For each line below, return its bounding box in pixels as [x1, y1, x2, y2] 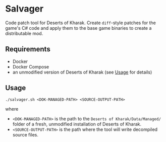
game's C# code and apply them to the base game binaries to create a [5, 25, 152, 31]
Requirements [5, 45, 50, 53]
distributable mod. [5, 30, 43, 36]
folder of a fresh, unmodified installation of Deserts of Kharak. [12, 121, 142, 127]
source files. [12, 131, 39, 137]
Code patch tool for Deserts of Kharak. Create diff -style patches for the [5, 20, 156, 26]
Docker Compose [12, 63, 49, 69]
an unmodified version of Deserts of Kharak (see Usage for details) [12, 69, 152, 75]
